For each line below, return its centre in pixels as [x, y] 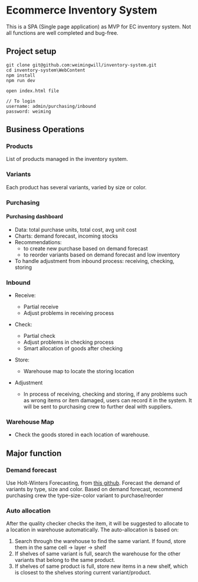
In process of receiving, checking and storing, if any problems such [105, 394]
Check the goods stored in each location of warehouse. [82, 435]
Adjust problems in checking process [68, 342]
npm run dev [21, 80]
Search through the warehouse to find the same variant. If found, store [100, 541]
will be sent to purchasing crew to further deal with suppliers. [98, 407]
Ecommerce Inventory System [82, 10]
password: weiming [29, 111]
